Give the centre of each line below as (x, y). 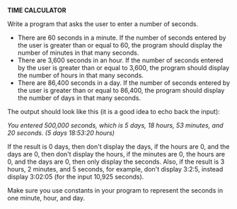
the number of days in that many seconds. (79, 98)
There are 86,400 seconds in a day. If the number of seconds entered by (124, 83)
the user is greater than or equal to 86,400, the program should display (121, 90)
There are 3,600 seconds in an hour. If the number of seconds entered (120, 60)
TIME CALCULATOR (37, 10)
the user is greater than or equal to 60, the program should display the (120, 45)
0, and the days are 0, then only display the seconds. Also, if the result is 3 (116, 162)
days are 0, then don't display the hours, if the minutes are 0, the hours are (116, 154)
